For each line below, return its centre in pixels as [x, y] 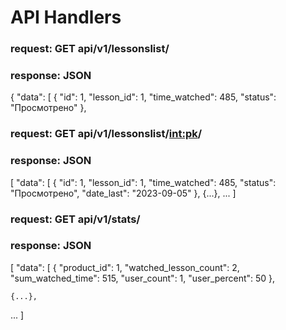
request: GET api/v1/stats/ [75, 219]
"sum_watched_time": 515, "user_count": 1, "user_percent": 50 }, [143, 278]
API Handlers [66, 17]
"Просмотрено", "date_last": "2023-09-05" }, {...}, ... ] [123, 193]
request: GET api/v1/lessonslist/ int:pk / [106, 134]
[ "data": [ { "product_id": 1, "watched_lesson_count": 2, [125, 267]
